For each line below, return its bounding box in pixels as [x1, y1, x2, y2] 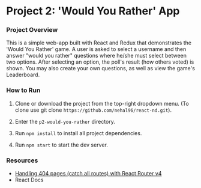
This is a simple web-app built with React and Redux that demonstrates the [6, 39, 192, 46]
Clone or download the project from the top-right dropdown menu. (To [14, 100, 189, 107]
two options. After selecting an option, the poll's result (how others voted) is [6, 58, 194, 65]
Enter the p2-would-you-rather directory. [14, 118, 116, 125]
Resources [6, 156, 38, 165]
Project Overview [6, 26, 58, 34]
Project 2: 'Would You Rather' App [6, 4, 180, 18]
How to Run [6, 86, 41, 94]
